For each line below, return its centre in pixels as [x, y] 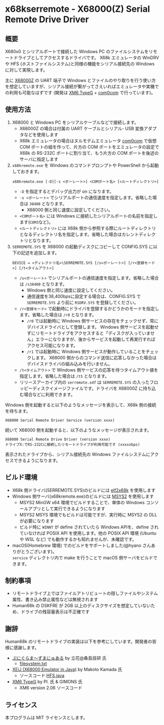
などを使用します [41, 134]
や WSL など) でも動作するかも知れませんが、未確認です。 [78, 539]
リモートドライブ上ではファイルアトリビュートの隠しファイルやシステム [85, 593]
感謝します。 [26, 648]
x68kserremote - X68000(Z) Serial [78, 9]
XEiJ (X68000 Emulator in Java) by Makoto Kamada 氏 [67, 670]
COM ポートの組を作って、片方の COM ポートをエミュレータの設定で [89, 147]
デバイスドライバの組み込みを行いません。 [70, 364]
